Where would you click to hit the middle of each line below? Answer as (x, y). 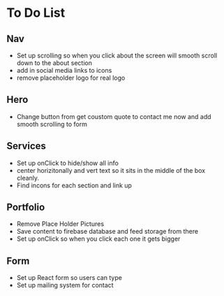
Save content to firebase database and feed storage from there (107, 232)
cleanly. (28, 178)
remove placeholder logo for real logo (71, 78)
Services (27, 146)
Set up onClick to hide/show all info (68, 163)
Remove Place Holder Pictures (60, 224)
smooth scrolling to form (52, 124)
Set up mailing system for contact (65, 286)
